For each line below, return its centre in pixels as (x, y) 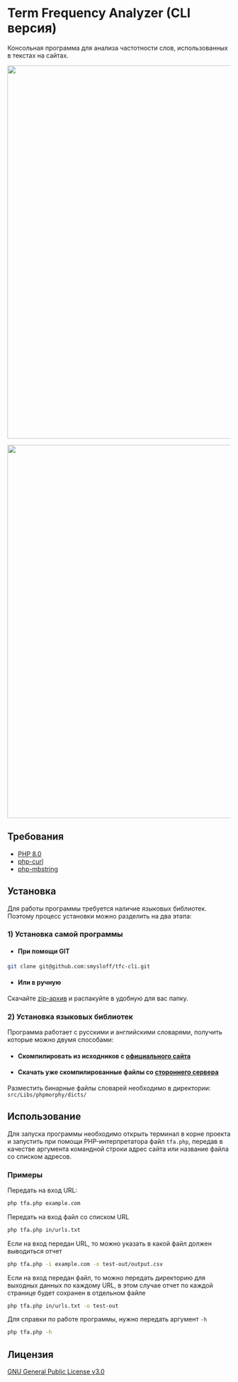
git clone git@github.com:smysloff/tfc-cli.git (79, 966)
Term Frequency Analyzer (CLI (99, 13)
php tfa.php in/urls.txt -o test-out (63, 1306)
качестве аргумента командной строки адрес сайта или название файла (118, 1149)
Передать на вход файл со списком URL (68, 1216)
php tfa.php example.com (44, 1203)
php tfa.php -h (30, 1332)
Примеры (25, 1174)
